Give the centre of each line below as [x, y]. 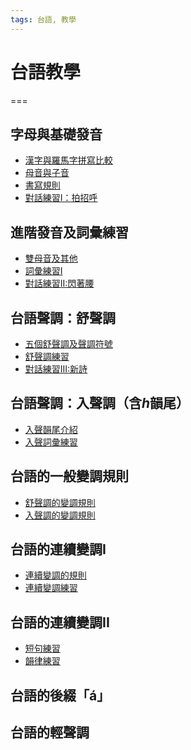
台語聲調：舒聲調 [63, 317]
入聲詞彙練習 [51, 442]
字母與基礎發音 [56, 134]
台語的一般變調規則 [69, 476]
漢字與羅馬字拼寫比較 [68, 160]
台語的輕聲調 [50, 732]
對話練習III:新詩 [56, 369]
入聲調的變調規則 [60, 515]
